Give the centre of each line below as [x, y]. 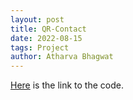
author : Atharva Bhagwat [62, 57]
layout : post [37, 19]
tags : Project [40, 47]
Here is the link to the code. [67, 85]
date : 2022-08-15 [46, 38]
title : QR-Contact [48, 29]
